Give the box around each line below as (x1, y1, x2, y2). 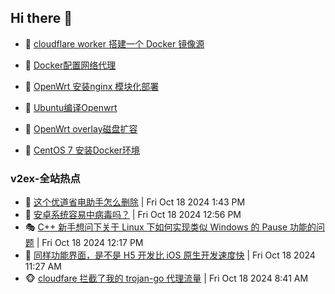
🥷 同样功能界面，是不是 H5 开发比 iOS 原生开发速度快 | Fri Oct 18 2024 (24, 249, 316, 261)
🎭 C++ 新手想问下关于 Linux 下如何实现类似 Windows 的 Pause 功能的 (24, 221, 317, 233)
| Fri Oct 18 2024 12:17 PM (36, 237, 144, 249)
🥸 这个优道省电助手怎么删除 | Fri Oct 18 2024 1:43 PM (24, 196, 246, 208)
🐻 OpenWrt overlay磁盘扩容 (24, 122, 138, 135)
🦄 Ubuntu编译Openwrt (24, 101, 118, 113)
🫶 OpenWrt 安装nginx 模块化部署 (24, 80, 160, 92)
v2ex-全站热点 (10, 171, 81, 185)
